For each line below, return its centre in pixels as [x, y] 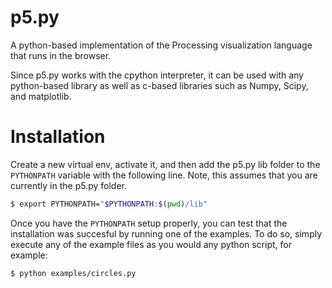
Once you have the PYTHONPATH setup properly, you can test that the [149, 223]
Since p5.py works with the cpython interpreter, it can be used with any [157, 75]
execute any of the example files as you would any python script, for [151, 244]
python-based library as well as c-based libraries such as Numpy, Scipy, [159, 85]
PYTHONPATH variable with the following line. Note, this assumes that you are [164, 175]
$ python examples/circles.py [73, 273]
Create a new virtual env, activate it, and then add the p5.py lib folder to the [165, 164]
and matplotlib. [41, 96]
